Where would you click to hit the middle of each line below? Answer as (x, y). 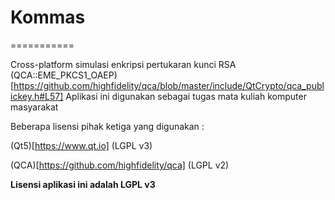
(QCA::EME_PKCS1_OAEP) (64, 75)
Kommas (48, 17)
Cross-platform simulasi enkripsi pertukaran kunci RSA (123, 64)
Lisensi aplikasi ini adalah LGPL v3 (83, 184)
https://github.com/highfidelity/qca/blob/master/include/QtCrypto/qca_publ (169, 85)
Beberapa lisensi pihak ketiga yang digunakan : (107, 126)
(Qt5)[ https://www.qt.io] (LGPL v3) (81, 145)
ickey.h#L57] (37, 96)
